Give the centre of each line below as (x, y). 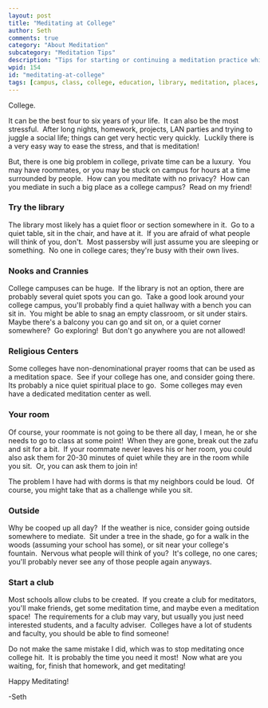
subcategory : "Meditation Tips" (62, 53)
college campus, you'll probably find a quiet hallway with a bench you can (130, 305)
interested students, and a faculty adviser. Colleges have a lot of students (130, 625)
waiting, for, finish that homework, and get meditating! (97, 666)
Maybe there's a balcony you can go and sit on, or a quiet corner (115, 322)
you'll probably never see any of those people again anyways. (110, 561)
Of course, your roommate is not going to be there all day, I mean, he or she (133, 432)
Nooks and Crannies (49, 270)
